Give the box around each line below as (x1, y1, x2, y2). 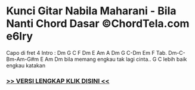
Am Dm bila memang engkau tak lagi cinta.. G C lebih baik (44, 55, 187, 63)
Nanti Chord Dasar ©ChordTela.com (6, 17, 190, 30)
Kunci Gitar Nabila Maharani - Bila (6, 4, 177, 18)
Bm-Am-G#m (6, 55, 39, 63)
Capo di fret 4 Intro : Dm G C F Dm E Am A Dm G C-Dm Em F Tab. (6, 49, 167, 56)
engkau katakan (6, 61, 46, 69)
